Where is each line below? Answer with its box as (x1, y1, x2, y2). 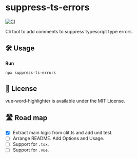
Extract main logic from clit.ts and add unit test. (12, 130, 113, 136)
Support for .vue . (12, 147, 49, 153)
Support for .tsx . (12, 141, 49, 147)
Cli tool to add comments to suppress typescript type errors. (5, 28, 133, 34)
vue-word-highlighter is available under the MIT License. (5, 98, 126, 104)
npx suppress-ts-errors (5, 70, 56, 75)
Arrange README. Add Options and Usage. (12, 135, 105, 142)
